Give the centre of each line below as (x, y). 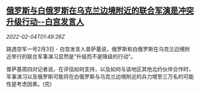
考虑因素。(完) (34, 84)
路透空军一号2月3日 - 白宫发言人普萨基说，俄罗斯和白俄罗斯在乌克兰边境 (96, 49)
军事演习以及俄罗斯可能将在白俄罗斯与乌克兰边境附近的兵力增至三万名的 (95, 76)
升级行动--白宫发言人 (45, 22)
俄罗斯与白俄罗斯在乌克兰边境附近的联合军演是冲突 (100, 11)
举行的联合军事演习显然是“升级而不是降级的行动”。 (74, 56)
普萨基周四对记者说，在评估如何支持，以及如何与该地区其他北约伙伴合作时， (100, 69)
